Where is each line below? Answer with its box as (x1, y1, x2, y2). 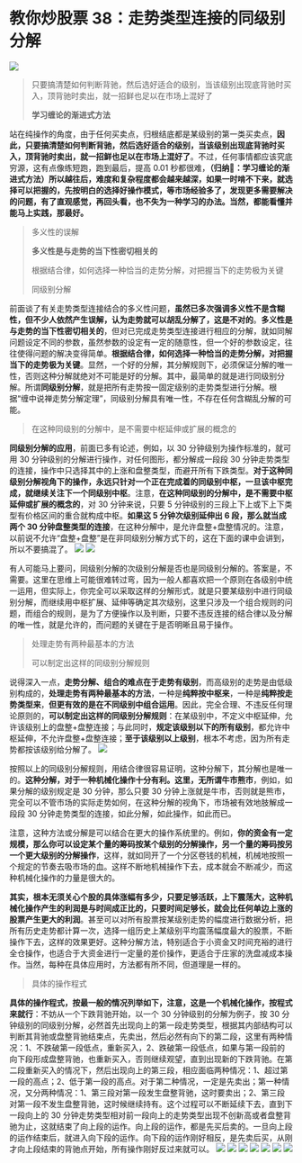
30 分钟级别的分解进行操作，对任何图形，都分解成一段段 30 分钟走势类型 (19, 454, 290, 464)
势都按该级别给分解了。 (9, 744, 96, 754)
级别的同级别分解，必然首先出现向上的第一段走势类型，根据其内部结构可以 (16, 1019, 293, 1031)
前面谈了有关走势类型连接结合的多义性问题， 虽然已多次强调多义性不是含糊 (9, 302, 285, 313)
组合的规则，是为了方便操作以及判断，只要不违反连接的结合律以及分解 (32, 608, 293, 618)
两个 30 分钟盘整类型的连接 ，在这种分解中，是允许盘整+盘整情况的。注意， (9, 521, 289, 532)
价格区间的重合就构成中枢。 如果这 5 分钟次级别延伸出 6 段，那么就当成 (24, 509, 288, 520)
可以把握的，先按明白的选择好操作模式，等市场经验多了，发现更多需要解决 (16, 185, 293, 195)
